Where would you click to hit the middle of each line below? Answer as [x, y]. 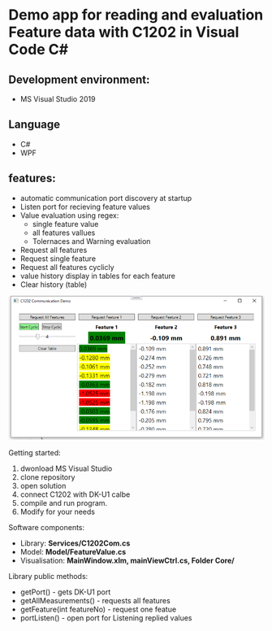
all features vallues [64, 233]
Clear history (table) [54, 284]
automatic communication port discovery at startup [106, 198]
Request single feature [58, 259]
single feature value [65, 224]
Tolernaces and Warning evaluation [91, 241]
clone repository [47, 477]
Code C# [39, 50]
